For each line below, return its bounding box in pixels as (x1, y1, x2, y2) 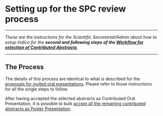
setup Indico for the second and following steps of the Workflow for (5, 39, 144, 45)
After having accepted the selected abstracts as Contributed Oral (5, 95, 136, 101)
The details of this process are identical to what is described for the (5, 76, 140, 82)
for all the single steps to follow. (5, 86, 69, 92)
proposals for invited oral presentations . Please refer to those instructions (5, 81, 152, 87)
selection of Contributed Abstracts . (5, 44, 79, 50)
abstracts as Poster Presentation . (5, 105, 72, 112)
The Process (5, 63, 44, 71)
